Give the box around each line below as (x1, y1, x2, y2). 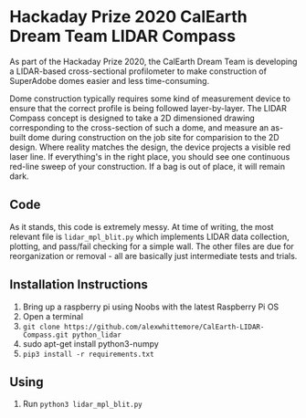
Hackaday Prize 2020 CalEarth (9, 6, 248, 27)
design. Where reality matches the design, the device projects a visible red (9, 141, 290, 152)
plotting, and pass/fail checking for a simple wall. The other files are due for (9, 240, 294, 252)
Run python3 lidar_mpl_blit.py (22, 399, 143, 410)
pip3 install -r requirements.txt (22, 350, 154, 359)
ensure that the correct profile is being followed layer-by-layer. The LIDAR (9, 102, 288, 113)
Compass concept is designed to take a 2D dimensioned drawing (9, 112, 256, 123)
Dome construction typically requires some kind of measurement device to (9, 93, 290, 104)
